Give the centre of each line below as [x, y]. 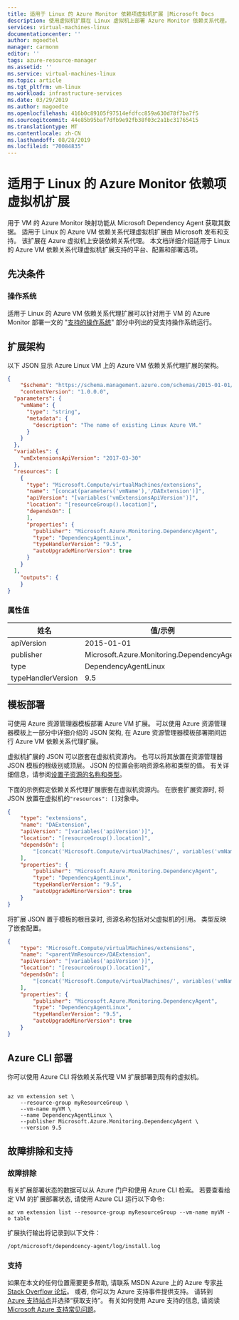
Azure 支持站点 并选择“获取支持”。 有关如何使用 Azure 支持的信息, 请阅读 [114, 1300]
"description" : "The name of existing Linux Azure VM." [117, 425]
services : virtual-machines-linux [59, 27]
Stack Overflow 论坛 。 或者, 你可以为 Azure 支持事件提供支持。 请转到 [110, 1291]
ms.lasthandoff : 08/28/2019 [49, 140]
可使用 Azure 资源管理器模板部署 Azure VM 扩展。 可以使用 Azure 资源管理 [117, 723]
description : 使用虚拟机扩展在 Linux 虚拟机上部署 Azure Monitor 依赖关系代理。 [119, 21]
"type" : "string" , [53, 412]
